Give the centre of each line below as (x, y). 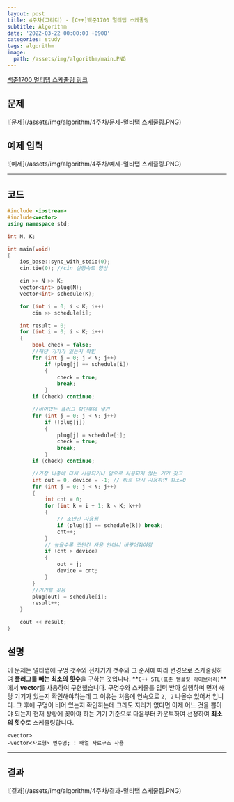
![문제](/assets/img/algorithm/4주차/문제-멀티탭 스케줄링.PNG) (94, 122)
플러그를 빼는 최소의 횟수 (48, 679)
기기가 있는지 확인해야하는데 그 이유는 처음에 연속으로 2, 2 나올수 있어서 (112, 696)
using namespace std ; (39, 223)
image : (17, 53)
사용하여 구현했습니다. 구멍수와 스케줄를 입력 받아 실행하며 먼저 (132, 687)
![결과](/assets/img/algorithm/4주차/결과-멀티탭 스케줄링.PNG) (94, 790)
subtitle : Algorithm (37, 26)
